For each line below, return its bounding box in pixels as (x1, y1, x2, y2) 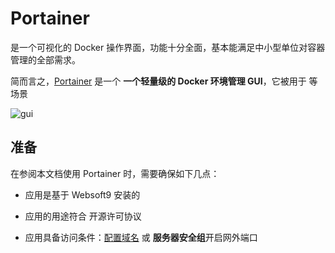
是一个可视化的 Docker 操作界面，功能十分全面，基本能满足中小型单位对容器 (10, 41, 326, 53)
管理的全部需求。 (10, 53, 81, 66)
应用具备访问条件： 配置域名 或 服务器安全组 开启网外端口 (24, 231, 258, 243)
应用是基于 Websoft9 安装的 (24, 188, 141, 201)
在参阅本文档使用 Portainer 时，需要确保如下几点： (10, 167, 220, 179)
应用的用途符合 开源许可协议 (24, 210, 142, 222)
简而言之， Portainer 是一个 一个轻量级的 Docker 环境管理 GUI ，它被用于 (10, 75, 307, 87)
